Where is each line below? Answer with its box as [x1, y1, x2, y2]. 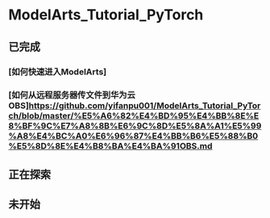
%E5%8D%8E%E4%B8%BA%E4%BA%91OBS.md [8, 140, 213, 152]
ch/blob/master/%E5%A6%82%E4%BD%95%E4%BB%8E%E [8, 111, 260, 122]
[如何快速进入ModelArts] [8, 66, 107, 78]
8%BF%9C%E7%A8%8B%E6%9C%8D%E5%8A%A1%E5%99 [8, 120, 262, 132]
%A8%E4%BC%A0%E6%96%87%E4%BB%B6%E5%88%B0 [8, 131, 259, 142]
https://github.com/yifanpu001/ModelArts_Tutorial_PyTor [28, 100, 261, 111]
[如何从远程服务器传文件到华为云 [8, 90, 135, 101]
